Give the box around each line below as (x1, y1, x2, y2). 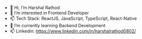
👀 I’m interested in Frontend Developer (9, 10, 89, 16)
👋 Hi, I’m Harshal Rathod (9, 5, 60, 10)
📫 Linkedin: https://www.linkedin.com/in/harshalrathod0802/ (9, 28, 136, 34)
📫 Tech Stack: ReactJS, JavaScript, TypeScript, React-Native (9, 15, 137, 21)
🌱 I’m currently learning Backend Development (9, 23, 106, 28)
